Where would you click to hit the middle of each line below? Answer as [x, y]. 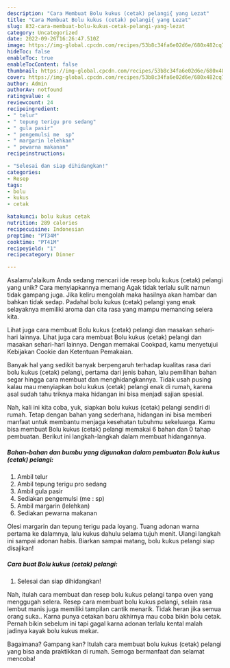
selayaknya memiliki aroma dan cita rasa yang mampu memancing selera [110, 310]
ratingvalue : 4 [29, 97]
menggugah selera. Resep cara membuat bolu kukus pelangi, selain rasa [110, 602]
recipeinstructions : [37, 154]
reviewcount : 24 [30, 103]
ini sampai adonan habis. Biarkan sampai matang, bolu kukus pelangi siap [111, 541]
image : [16, 45]
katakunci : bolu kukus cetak [49, 217]
